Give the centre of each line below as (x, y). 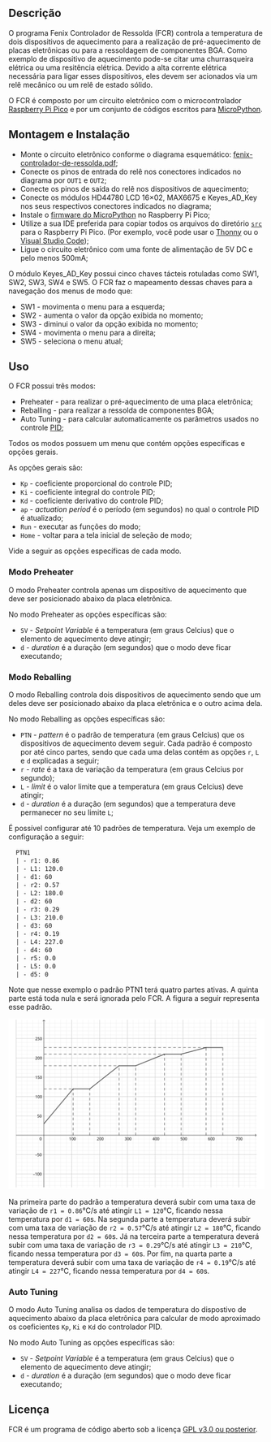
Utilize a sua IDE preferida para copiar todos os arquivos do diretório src (141, 223)
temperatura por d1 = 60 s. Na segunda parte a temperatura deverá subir (129, 1219)
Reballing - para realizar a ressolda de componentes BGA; (117, 410)
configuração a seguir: (46, 837)
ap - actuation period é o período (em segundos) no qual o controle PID (140, 509)
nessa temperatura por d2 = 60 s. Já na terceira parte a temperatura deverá (134, 1236)
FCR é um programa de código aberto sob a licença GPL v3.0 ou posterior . (133, 1429)
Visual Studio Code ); (54, 240)
